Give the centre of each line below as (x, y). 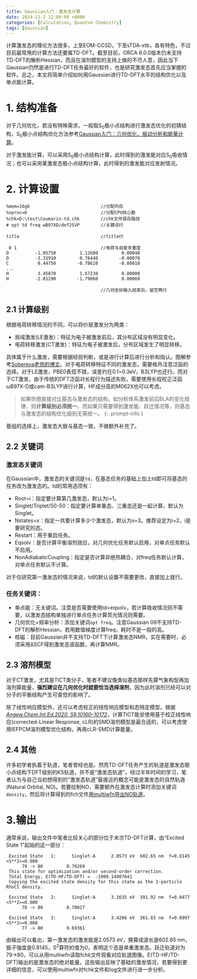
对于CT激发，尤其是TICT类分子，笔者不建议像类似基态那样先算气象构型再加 (98, 680)
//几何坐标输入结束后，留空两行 (134, 290)
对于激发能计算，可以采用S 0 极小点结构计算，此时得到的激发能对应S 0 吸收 (94, 155)
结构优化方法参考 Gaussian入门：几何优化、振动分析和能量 (108, 133)
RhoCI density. (25, 887)
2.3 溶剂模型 (29, 665)
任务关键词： (24, 593)
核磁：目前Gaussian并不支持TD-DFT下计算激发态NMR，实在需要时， (98, 637)
